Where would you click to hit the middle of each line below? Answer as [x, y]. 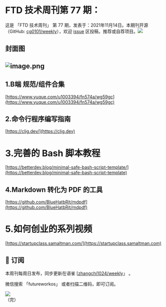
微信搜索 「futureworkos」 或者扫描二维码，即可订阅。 [62, 284]
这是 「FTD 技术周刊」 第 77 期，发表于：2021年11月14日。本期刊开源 [77, 25]
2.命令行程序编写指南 [38, 119]
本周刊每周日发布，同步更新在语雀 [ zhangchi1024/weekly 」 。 [69, 273]
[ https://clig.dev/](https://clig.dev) [40, 131]
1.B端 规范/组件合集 [35, 84]
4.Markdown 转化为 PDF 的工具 [54, 190]
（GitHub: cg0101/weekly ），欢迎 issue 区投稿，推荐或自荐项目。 [72, 31]
